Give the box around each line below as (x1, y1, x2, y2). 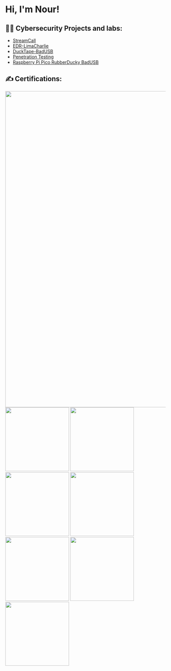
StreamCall (12, 37, 36, 43)
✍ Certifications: (5, 75, 62, 83)
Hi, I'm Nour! (5, 4, 60, 15)
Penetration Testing (12, 54, 54, 60)
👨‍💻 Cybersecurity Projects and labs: (5, 24, 123, 33)
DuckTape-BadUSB (12, 49, 53, 54)
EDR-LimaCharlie (12, 43, 49, 49)
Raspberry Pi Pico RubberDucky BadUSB (12, 59, 99, 65)
